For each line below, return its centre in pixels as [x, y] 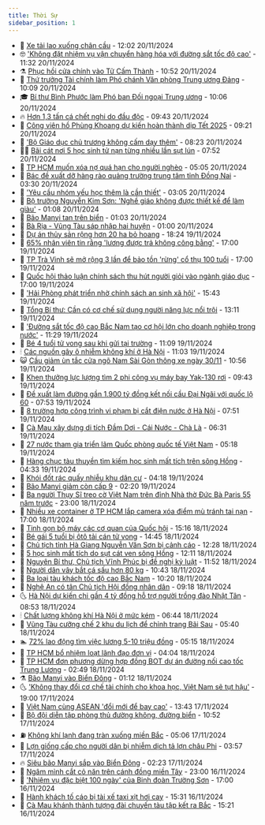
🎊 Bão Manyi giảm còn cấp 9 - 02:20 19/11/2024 [97, 486]
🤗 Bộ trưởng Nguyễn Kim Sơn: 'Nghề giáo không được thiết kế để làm [132, 200]
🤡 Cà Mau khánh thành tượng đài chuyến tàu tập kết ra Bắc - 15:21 [127, 804]
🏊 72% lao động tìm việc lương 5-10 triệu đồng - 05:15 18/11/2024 [127, 641]
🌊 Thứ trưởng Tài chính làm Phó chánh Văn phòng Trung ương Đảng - [132, 79]
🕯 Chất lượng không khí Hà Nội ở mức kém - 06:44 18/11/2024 [119, 615]
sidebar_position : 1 [42, 23]
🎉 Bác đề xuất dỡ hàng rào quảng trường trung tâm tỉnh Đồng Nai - [128, 175]
